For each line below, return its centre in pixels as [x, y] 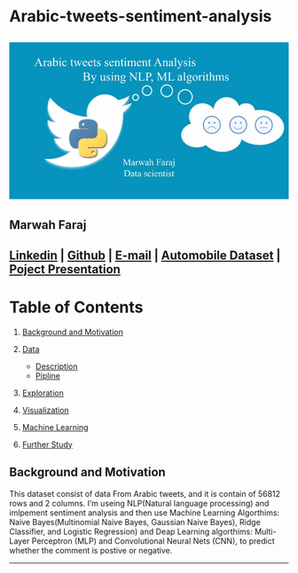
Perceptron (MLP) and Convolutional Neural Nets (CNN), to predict [153, 541]
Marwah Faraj [48, 225]
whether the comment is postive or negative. [91, 550]
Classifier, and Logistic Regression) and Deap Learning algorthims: [131, 531]
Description [56, 366]
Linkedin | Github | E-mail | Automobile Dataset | [145, 255]
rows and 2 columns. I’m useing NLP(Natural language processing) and [139, 503]
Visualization [45, 410]
